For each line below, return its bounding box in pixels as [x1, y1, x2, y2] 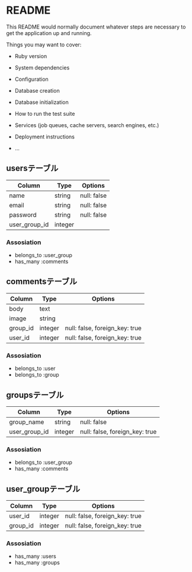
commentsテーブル [6, 277, 78, 287]
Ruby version [14, 52, 47, 59]
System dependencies [14, 64, 70, 71]
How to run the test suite [14, 110, 75, 117]
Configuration [14, 75, 49, 83]
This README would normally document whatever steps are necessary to [6, 23, 186, 30]
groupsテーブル [6, 390, 64, 400]
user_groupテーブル [6, 483, 81, 494]
